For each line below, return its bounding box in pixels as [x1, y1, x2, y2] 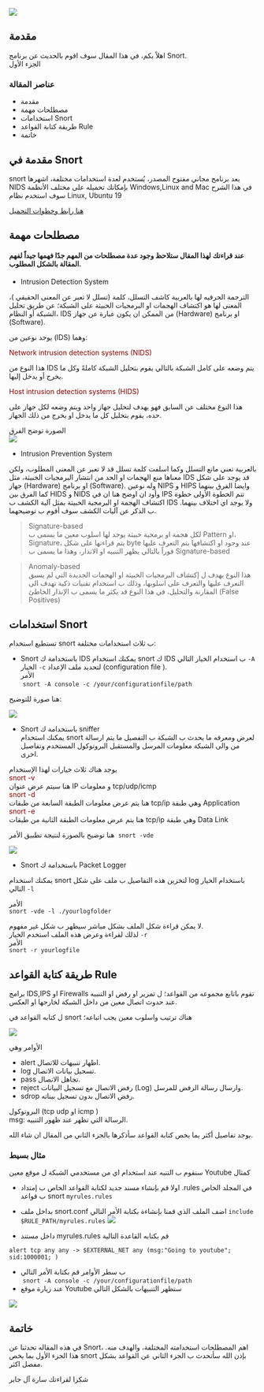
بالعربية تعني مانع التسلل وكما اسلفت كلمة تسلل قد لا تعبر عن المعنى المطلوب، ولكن [9, 463, 257, 473]
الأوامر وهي [9, 1043, 43, 1052]
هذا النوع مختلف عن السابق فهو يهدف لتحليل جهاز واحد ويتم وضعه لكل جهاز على [9, 402, 243, 411]
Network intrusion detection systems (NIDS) [9, 348, 152, 357]
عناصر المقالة [9, 79, 55, 90]
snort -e [9, 806, 35, 816]
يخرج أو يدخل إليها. [9, 371, 64, 381]
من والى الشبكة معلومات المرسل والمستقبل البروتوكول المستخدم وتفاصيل [20, 741, 240, 750]
